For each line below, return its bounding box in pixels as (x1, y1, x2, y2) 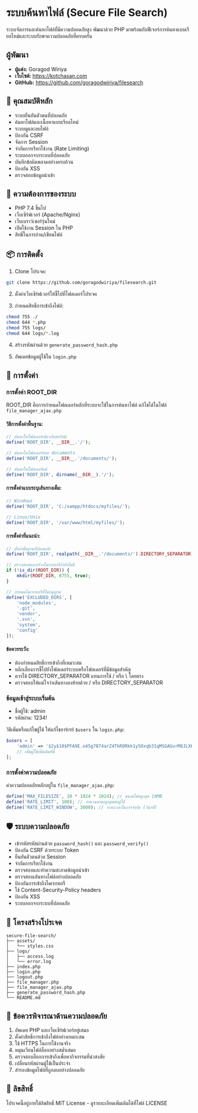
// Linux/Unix (6, 514, 41, 520)
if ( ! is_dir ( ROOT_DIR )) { (6, 567, 70, 574)
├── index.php (6, 964, 41, 970)
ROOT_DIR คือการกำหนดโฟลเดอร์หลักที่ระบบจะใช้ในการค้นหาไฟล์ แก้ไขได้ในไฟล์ (6, 401, 167, 408)
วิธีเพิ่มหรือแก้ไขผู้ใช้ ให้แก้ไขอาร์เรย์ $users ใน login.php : (6, 726, 125, 733)
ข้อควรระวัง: (6, 646, 30, 653)
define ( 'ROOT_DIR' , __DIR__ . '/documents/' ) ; (6, 456, 117, 461)
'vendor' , (16, 611, 41, 617)
